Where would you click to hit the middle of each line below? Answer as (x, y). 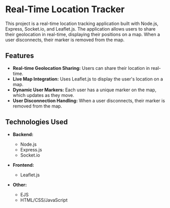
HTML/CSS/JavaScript (44, 200)
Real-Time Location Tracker (65, 9)
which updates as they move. (44, 95)
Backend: (23, 134)
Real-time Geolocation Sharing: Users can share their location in (81, 68)
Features (20, 56)
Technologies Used (36, 122)
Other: (20, 185)
